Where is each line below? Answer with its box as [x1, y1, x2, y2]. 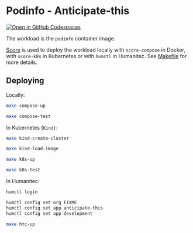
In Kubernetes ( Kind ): [6, 124, 57, 131]
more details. [6, 59, 38, 66]
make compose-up [6, 103, 46, 109]
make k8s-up [6, 157, 35, 163]
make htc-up [6, 221, 35, 227]
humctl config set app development [6, 210, 93, 217]
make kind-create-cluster [6, 135, 69, 141]
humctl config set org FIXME [6, 200, 77, 205]
